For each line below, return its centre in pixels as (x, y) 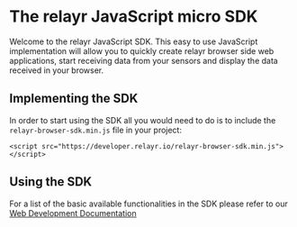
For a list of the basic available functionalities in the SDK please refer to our (148, 204)
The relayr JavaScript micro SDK (134, 17)
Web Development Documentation (73, 213)
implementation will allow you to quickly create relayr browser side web (142, 50)
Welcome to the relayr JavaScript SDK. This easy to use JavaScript (134, 41)
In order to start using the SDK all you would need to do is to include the (143, 120)
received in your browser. (57, 70)
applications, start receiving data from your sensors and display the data (144, 60)
